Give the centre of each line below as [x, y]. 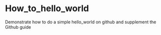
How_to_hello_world [47, 9]
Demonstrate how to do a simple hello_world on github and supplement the [81, 22]
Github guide [18, 27]
